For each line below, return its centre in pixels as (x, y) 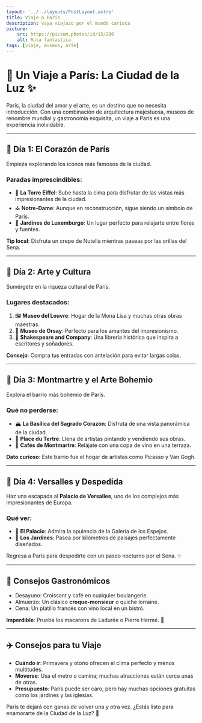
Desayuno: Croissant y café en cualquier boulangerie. (81, 596)
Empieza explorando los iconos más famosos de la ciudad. (79, 164)
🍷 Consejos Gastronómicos (58, 581)
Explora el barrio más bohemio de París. (56, 394)
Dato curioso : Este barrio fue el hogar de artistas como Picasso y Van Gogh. (101, 457)
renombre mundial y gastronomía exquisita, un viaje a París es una (88, 118)
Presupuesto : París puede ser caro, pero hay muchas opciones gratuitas (105, 689)
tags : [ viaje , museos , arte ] (43, 46)
